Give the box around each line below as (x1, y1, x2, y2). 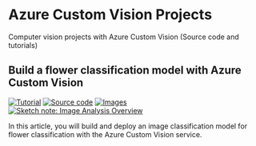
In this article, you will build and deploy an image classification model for (8, 121, 248, 131)
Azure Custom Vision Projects (8, 6, 213, 24)
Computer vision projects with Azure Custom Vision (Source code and (8, 32, 240, 41)
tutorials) (8, 40, 38, 49)
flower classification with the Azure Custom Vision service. (8, 129, 202, 139)
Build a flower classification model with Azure (8, 64, 242, 77)
